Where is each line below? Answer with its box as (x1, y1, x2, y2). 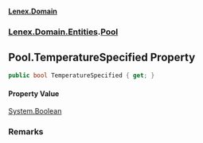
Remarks (8, 126, 44, 137)
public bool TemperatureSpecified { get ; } (8, 71, 155, 79)
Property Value (8, 88, 60, 99)
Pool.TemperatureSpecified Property (8, 50, 196, 64)
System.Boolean (8, 106, 62, 116)
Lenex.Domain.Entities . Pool (8, 26, 119, 37)
